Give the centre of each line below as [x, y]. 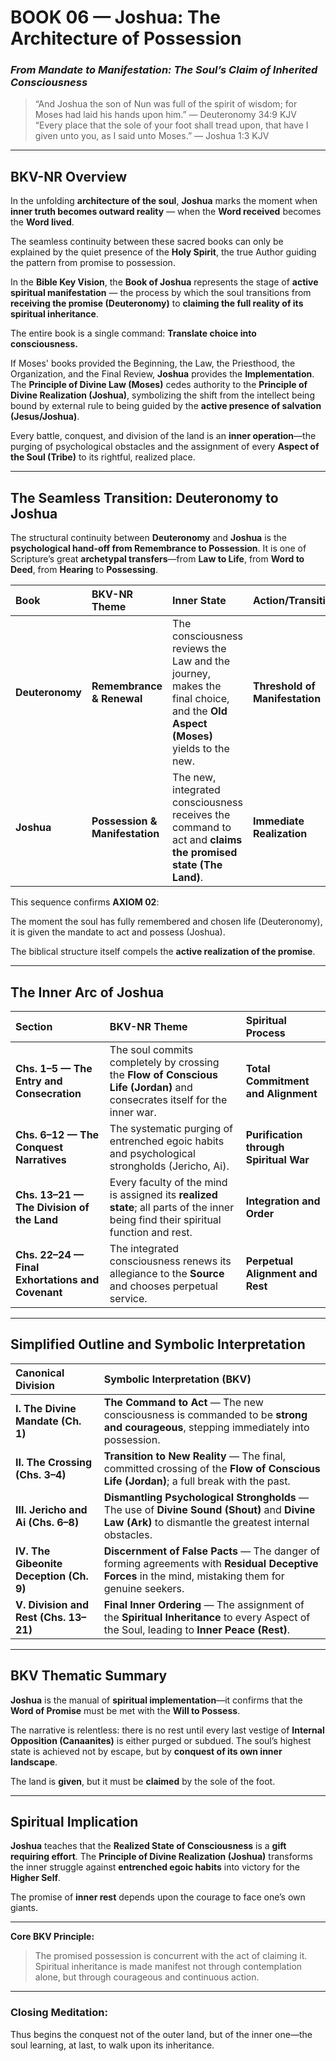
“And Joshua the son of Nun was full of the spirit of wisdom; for [166, 104]
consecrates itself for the [168, 1099]
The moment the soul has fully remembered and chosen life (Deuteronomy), [166, 922]
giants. [24, 1908]
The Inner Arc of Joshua [87, 992]
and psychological [152, 1153]
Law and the [201, 661]
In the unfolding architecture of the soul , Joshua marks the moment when [164, 201]
